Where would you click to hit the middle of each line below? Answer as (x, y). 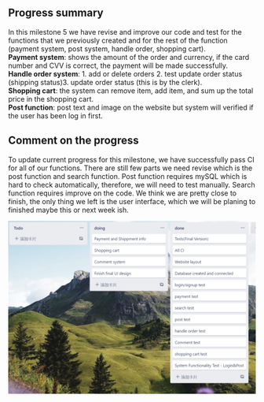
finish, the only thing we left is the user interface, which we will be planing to (132, 201)
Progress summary (56, 13)
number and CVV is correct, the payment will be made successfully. (118, 65)
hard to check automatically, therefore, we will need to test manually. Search (132, 184)
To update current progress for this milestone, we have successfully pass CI (132, 159)
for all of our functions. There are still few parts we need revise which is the (130, 168)
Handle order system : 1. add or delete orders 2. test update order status (125, 73)
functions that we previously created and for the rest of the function (118, 40)
